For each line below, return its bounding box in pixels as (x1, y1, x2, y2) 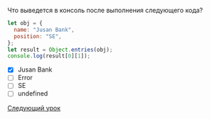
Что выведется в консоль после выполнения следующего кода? (7, 6, 204, 14)
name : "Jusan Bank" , (14, 26, 75, 33)
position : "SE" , (14, 33, 62, 40)
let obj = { (7, 20, 43, 27)
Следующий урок (7, 103, 61, 112)
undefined (17, 89, 48, 98)
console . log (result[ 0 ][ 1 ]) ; (7, 52, 91, 59)
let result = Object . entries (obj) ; (7, 46, 113, 53)
